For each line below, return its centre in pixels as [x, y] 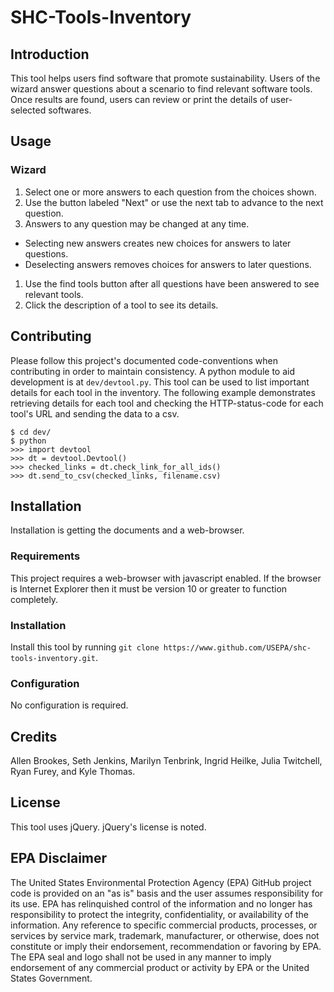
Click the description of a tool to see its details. [121, 305]
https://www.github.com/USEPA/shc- [237, 647]
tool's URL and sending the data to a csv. [95, 413]
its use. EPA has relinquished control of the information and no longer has [161, 903]
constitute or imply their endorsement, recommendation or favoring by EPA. [166, 946]
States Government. [51, 978]
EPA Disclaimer [59, 858]
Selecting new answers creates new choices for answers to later [158, 243]
